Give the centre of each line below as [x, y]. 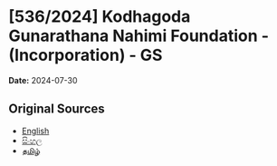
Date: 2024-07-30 [43, 80]
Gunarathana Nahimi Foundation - [138, 36]
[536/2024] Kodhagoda [100, 17]
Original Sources [57, 109]
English [35, 131]
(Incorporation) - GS [86, 55]
